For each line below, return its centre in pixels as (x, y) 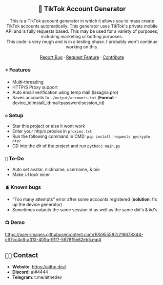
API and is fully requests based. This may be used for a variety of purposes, (82, 31)
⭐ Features (18, 70)
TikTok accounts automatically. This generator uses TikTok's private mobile (82, 26)
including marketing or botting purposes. (82, 36)
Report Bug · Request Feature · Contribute (82, 57)
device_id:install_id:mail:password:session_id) (58, 103)
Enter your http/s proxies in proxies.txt (52, 131)
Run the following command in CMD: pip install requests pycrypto (81, 136)
